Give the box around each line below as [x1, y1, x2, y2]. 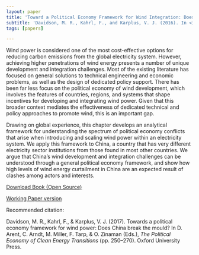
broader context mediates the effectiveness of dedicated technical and [6, 103, 179, 111]
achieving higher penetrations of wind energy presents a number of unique [6, 59, 190, 67]
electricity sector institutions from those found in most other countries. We [6, 147, 188, 154]
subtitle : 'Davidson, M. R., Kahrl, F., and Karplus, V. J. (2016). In [6, 20, 187, 26]
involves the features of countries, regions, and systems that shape [6, 91, 171, 98]
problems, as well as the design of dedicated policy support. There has [6, 78, 179, 86]
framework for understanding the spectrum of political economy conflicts [6, 128, 185, 135]
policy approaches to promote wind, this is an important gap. [6, 110, 155, 117]
